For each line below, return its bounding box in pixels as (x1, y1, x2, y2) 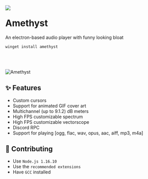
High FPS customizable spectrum (12, 114, 83, 120)
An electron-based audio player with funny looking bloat (5, 34, 124, 40)
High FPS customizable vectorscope (12, 119, 89, 125)
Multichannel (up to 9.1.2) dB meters (12, 108, 89, 114)
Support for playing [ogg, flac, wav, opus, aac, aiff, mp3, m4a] (12, 130, 143, 136)
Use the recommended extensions (12, 164, 81, 170)
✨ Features (5, 84, 41, 93)
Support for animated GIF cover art (12, 102, 87, 109)
